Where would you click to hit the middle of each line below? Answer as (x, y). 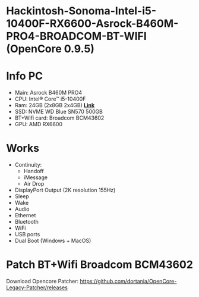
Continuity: (28, 165)
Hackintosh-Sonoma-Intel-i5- (81, 11)
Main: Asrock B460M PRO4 (48, 93)
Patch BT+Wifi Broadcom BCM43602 (99, 265)
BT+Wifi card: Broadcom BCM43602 (59, 118)
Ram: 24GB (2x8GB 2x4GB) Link (55, 105)
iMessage (36, 177)
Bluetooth (26, 222)
